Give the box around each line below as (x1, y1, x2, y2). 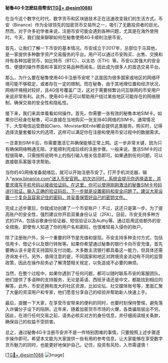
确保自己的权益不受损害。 (5, 319, 58, 324)
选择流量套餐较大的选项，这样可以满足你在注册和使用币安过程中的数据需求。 (5, 129, 163, 135)
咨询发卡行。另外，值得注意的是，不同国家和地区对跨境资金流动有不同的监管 (5, 254, 163, 259)
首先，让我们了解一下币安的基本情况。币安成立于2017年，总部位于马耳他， (5, 45, 159, 51)
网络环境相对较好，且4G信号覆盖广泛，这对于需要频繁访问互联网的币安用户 (5, 87, 160, 93)
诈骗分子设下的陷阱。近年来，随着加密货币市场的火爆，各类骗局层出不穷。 (9, 306, 163, 312)
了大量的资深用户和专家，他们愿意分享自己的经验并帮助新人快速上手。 (5, 289, 150, 295)
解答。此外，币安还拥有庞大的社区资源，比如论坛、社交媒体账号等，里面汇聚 (5, 283, 163, 289)
